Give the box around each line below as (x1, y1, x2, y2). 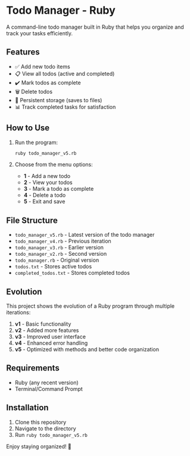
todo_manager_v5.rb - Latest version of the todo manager (14, 231, 155, 238)
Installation (6, 403, 49, 413)
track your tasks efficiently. (6, 29, 73, 36)
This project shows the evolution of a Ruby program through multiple (6, 302, 175, 310)
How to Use (6, 123, 50, 133)
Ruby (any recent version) (14, 379, 79, 386)
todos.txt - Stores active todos (14, 263, 92, 270)
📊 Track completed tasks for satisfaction (14, 103, 116, 111)
